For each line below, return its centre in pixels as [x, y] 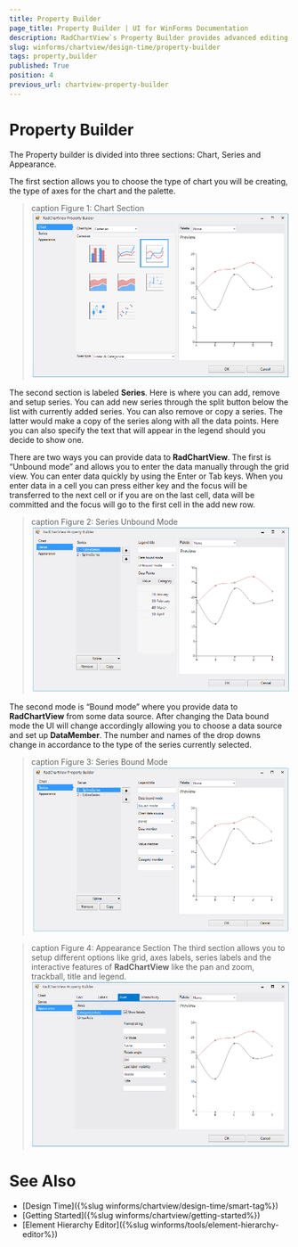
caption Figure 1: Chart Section [88, 208]
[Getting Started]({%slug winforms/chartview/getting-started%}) [141, 1215]
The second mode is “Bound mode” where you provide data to [124, 707]
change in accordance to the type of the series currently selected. [130, 745]
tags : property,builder [53, 57]
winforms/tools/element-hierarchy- [215, 1225]
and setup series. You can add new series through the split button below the [149, 402]
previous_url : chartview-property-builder [89, 85]
